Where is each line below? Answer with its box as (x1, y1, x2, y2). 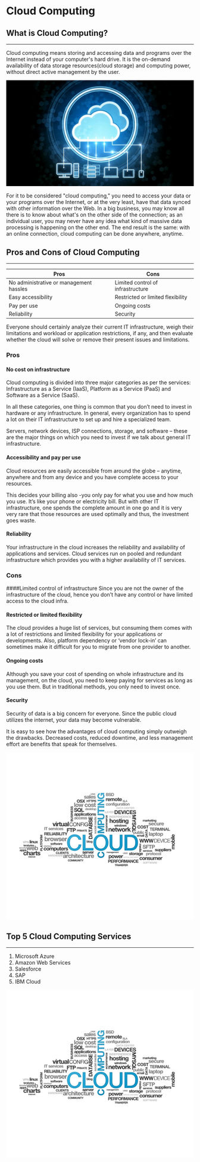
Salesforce (14, 965, 42, 972)
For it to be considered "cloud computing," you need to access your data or (6, 192, 191, 199)
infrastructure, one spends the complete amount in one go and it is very (6, 504, 183, 511)
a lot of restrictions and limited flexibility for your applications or (6, 631, 162, 638)
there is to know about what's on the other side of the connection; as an (6, 211, 183, 218)
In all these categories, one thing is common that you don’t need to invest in (6, 403, 192, 410)
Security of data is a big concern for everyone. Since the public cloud (6, 710, 177, 717)
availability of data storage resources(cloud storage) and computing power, (6, 62, 191, 69)
